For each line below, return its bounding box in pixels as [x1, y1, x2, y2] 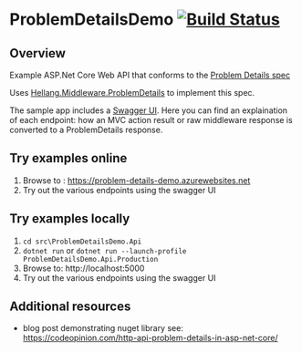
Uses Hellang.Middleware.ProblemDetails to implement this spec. [9, 88, 255, 98]
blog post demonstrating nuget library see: [22, 323, 184, 334]
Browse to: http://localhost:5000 [22, 263, 145, 274]
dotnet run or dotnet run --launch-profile [22, 244, 187, 255]
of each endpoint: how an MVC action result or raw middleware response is [9, 115, 294, 125]
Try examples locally [9, 211, 130, 227]
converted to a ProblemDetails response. [9, 124, 163, 135]
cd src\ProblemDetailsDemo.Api [22, 237, 142, 246]
